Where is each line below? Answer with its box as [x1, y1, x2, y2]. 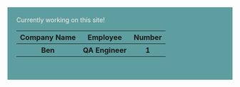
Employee [87, 33, 123, 42]
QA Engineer [83, 45, 127, 55]
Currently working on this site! [16, 16, 105, 24]
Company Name [20, 33, 76, 42]
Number [133, 33, 162, 42]
